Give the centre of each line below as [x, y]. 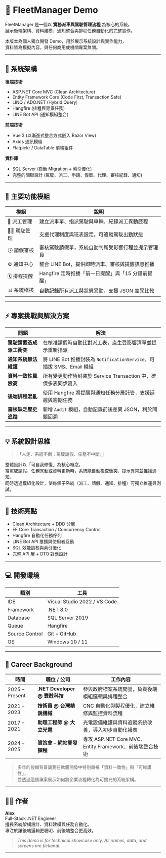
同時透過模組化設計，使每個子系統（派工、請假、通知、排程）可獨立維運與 [81, 483]
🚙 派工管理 [20, 221]
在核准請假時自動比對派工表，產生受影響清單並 [97, 343]
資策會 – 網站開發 [57, 743]
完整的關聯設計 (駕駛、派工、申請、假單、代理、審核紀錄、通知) [77, 175]
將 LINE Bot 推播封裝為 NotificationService [94, 360]
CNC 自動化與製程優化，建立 [117, 706]
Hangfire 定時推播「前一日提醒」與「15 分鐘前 [93, 273]
